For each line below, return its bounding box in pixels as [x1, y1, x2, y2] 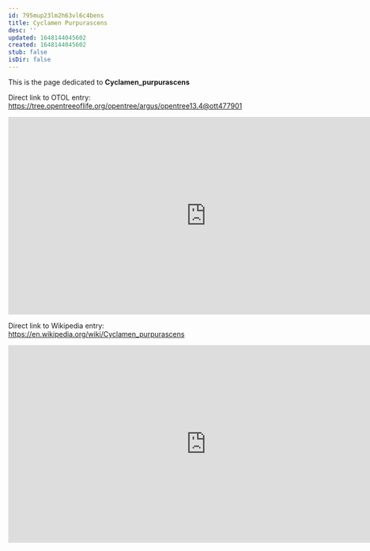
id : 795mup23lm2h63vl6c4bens [8, 11, 104, 20]
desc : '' [8, 26, 37, 34]
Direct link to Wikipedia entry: [8, 321, 104, 330]
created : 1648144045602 [8, 41, 87, 49]
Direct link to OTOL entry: [8, 92, 91, 102]
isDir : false [8, 56, 51, 64]
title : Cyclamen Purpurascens [8, 19, 108, 27]
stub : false [8, 48, 47, 56]
